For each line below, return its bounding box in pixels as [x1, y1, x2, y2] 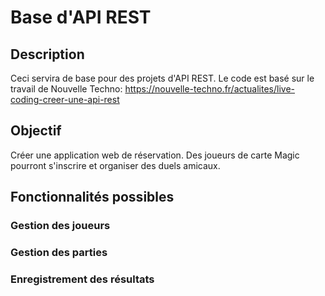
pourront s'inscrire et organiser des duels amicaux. [10, 159, 221, 171]
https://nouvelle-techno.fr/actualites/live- [124, 83, 296, 95]
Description [10, 46, 85, 63]
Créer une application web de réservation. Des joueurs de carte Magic [10, 149, 300, 161]
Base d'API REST [10, 6, 152, 29]
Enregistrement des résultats [10, 272, 155, 286]
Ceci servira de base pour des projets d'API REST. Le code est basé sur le [10, 72, 315, 84]
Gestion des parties [10, 246, 108, 260]
